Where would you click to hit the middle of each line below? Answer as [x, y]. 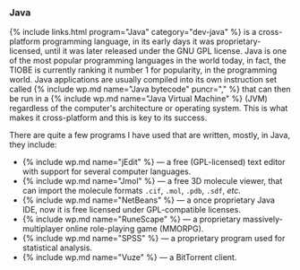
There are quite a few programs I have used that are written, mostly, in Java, [150, 135]
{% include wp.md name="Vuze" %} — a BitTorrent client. [129, 257]
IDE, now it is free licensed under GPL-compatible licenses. [132, 210]
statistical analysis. [57, 248]
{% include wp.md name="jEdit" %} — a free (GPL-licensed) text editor [154, 162]
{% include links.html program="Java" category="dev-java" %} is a [133, 32]
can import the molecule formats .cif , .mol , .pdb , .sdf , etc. [132, 191]
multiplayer [43, 229]
